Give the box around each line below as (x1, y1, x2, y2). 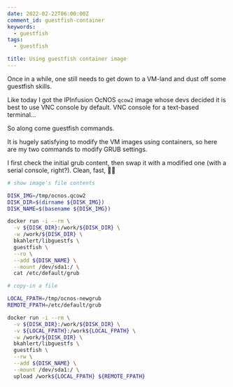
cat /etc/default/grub (13, 270, 80, 277)
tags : (7, 36, 23, 43)
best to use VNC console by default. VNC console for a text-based (7, 103, 199, 111)
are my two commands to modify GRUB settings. (7, 145, 148, 153)
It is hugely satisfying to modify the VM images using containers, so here (7, 137, 218, 146)
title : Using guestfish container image (7, 55, 127, 63)
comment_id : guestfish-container (7, 17, 105, 24)
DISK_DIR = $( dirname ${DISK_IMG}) (7, 199, 105, 206)
